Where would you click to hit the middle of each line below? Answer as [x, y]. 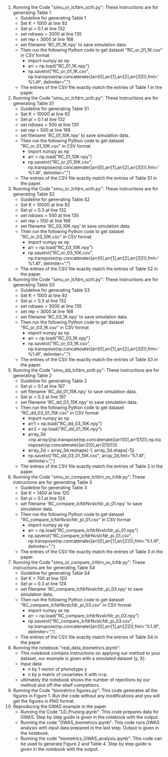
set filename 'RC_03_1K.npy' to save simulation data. [74, 317]
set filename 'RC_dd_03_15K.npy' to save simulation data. [79, 402]
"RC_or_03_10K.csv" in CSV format [56, 237]
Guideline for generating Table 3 [53, 488]
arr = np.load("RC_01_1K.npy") [58, 66]
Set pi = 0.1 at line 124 [43, 498]
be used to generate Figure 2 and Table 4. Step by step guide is [86, 744]
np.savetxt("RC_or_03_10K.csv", [60, 253]
